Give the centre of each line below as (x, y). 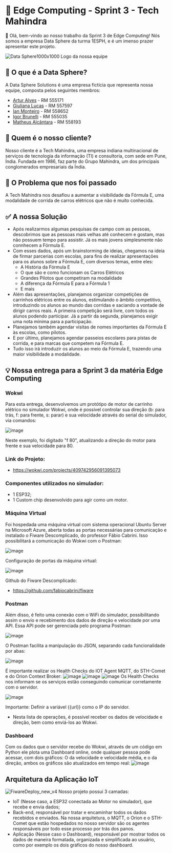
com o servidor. (22, 687)
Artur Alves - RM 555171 (38, 100)
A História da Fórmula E (45, 267)
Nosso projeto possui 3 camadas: (94, 792)
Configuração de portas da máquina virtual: (51, 560)
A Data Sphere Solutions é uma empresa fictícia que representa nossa (79, 85)
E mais (27, 289)
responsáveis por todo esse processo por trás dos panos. (73, 829)
